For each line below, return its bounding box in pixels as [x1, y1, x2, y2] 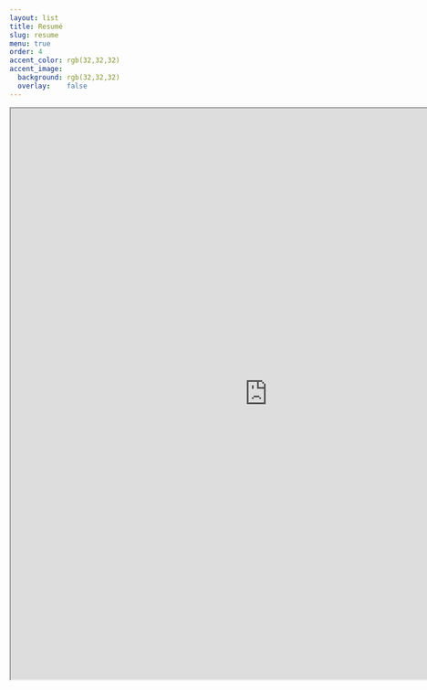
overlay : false [17, 81, 89, 90]
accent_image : [9, 65, 64, 74]
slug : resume [9, 30, 59, 39]
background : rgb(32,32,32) [17, 73, 120, 82]
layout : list [9, 13, 59, 23]
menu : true [9, 38, 51, 48]
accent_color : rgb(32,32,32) [9, 56, 120, 65]
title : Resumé [9, 22, 64, 31]
